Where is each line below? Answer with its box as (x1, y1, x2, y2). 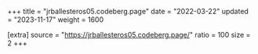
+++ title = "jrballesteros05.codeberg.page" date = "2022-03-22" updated (7, 7, 249, 16)
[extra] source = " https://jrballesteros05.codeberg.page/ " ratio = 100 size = (7, 31, 251, 39)
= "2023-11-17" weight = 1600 (7, 15, 104, 24)
